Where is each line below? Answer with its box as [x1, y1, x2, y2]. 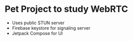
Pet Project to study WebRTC [5, 3, 128, 15]
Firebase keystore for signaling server [12, 25, 91, 31]
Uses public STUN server [12, 20, 65, 26]
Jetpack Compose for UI [12, 30, 63, 36]
